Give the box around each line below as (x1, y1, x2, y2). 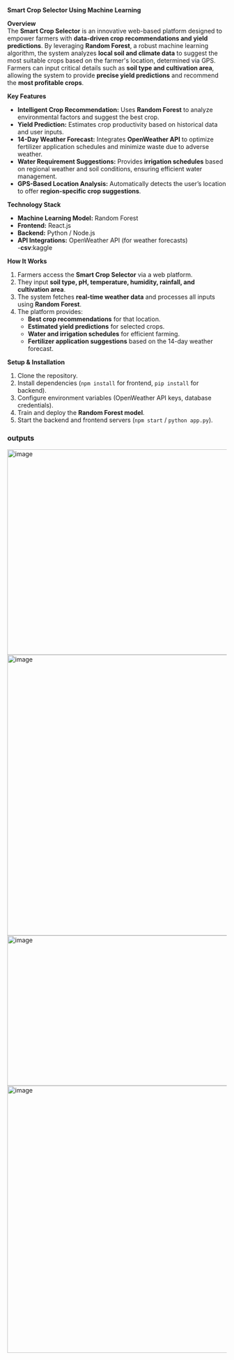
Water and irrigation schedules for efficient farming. (27, 330, 180, 338)
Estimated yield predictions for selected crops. (27, 322, 165, 330)
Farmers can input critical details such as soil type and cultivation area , (7, 64, 214, 72)
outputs (7, 433, 35, 443)
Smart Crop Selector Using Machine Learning (7, 6, 141, 14)
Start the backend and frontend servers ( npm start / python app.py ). (17, 416, 214, 424)
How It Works (7, 257, 47, 265)
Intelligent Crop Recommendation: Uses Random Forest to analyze (17, 106, 214, 114)
